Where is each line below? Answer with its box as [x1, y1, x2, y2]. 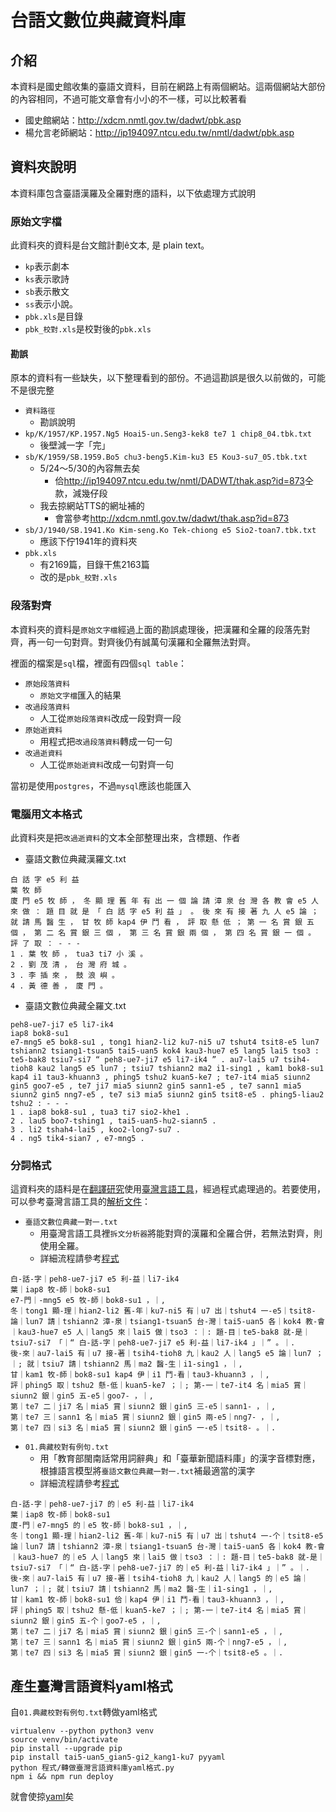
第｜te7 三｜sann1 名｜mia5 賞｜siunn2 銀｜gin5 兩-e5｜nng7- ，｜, [10, 1412, 281, 1423]
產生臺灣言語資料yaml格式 [10, 1677, 173, 1695]
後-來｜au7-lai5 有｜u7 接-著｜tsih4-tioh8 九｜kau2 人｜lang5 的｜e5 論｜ [10, 1574, 309, 1584]
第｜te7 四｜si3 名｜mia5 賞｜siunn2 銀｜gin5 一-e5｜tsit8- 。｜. [10, 1423, 277, 1433]
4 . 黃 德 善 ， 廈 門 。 [10, 981, 108, 991]
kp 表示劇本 [24, 261, 70, 273]
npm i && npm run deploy [10, 1772, 114, 1782]
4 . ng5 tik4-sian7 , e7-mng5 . [10, 1133, 145, 1143]
